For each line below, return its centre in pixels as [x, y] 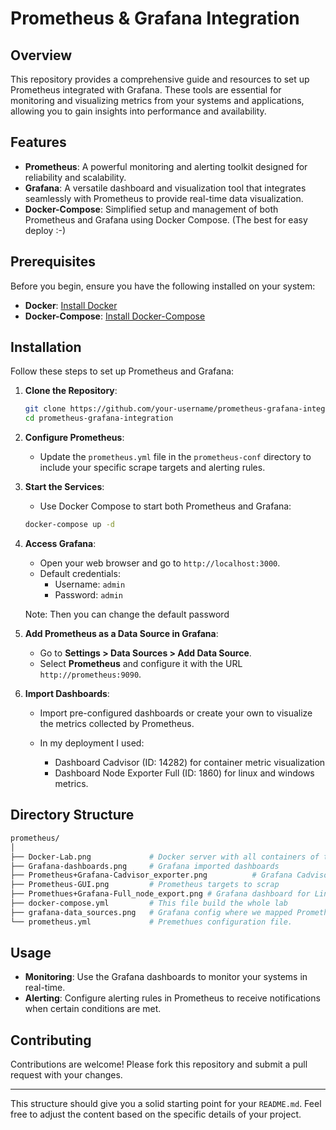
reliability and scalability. [75, 177]
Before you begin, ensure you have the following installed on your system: [163, 286]
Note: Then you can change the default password [127, 614]
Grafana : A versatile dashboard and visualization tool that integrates [165, 188]
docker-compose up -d [69, 525]
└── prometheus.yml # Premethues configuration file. [151, 922]
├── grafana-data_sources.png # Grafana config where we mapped [151, 912]
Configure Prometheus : [74, 438]
